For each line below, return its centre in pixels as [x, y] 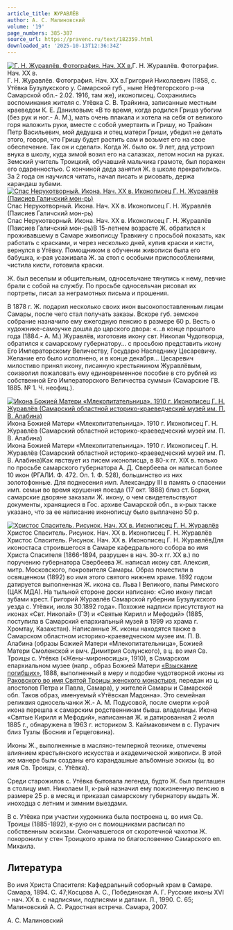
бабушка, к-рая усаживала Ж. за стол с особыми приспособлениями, [111, 257]
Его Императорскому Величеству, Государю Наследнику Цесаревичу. [112, 351]
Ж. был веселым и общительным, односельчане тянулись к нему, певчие [116, 278]
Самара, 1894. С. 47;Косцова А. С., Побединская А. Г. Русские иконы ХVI [115, 892]
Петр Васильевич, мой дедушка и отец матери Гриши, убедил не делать [115, 132]
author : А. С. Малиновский [46, 20]
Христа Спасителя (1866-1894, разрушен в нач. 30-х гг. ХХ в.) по [103, 555]
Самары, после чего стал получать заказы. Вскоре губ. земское [103, 314]
